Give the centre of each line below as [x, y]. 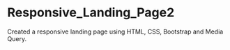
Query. [17, 38]
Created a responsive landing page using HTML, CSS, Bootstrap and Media [115, 32]
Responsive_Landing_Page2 [91, 13]
